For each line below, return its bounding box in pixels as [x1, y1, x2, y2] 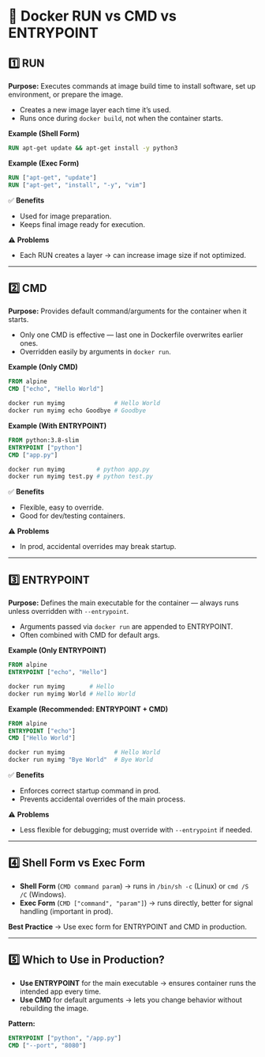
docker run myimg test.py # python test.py [8, 472, 154, 481]
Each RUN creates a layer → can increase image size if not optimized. [19, 250, 247, 260]
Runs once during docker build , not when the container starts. [19, 114, 223, 123]
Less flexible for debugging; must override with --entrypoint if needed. [19, 825, 252, 834]
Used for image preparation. [19, 211, 112, 221]
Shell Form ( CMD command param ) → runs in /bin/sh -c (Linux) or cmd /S [19, 881, 249, 891]
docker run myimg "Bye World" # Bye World [8, 756, 154, 764]
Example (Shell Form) [8, 129, 80, 138]
